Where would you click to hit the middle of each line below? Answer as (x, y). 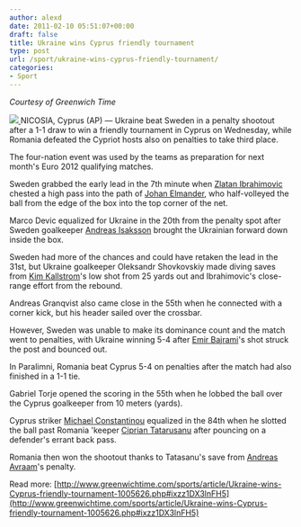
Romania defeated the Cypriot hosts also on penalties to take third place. (144, 139)
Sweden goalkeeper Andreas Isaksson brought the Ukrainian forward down (149, 229)
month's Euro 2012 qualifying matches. (82, 166)
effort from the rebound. (78, 285)
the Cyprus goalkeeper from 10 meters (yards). (96, 403)
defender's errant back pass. (63, 439)
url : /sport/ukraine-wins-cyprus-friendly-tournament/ (114, 59)
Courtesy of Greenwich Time (63, 102)
